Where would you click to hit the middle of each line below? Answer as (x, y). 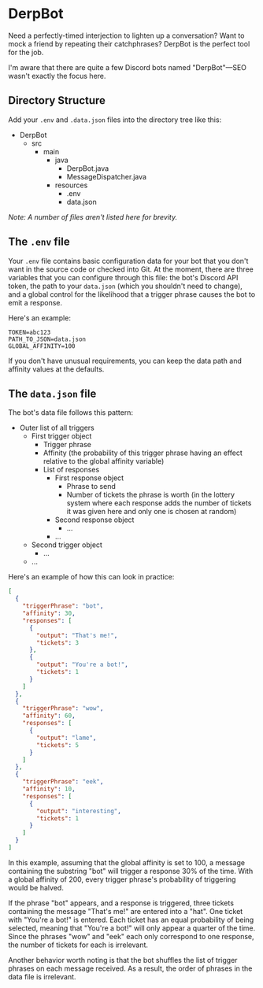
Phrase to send (91, 487)
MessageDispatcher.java (107, 176)
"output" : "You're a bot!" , (82, 665)
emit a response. (35, 302)
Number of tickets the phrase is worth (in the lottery (150, 495)
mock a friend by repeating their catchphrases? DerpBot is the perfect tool (129, 43)
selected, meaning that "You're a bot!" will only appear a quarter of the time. (132, 928)
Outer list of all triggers (57, 428)
